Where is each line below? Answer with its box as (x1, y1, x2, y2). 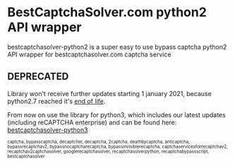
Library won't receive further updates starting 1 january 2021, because (7, 89, 212, 97)
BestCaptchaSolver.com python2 (7, 4, 207, 20)
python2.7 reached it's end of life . (7, 97, 106, 105)
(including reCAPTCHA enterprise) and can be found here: (7, 118, 177, 126)
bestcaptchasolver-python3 (7, 125, 88, 134)
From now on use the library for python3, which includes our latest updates (7, 110, 226, 119)
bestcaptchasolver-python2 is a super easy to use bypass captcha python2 (7, 42, 227, 51)
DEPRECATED (7, 71, 69, 83)
